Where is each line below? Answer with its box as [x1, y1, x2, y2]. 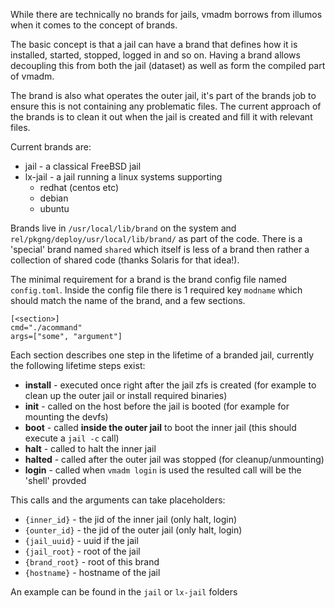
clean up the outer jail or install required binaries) [24, 390, 228, 401]
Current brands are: [10, 141, 92, 153]
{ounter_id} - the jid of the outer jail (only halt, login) [24, 524, 243, 536]
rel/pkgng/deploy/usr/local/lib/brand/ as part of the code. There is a [10, 233, 303, 244]
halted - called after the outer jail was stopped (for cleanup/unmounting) [24, 454, 325, 465]
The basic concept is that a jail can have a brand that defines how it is [10, 39, 298, 50]
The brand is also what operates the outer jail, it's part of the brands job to [10, 90, 317, 101]
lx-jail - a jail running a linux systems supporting [24, 171, 223, 183]
